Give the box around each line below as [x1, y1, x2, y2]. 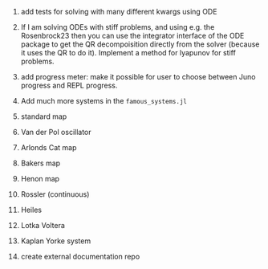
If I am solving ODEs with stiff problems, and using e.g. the [20, 22, 215, 31]
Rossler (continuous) [20, 190, 90, 199]
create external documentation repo [20, 252, 140, 261]
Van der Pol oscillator [20, 128, 91, 137]
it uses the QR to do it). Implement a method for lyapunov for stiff [20, 48, 236, 57]
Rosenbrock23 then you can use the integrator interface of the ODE [20, 31, 245, 40]
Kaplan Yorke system [20, 236, 91, 246]
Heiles [20, 205, 43, 214]
